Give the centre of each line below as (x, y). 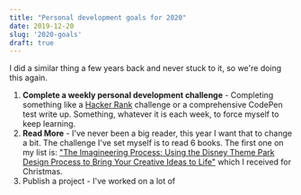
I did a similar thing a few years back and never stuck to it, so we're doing (146, 68)
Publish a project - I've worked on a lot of (99, 182)
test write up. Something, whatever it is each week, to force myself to (150, 114)
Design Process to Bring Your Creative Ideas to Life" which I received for (157, 162)
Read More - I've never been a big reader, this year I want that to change (157, 133)
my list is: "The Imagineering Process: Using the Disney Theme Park (148, 153)
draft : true (31, 43)
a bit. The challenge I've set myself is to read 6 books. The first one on (153, 143)
